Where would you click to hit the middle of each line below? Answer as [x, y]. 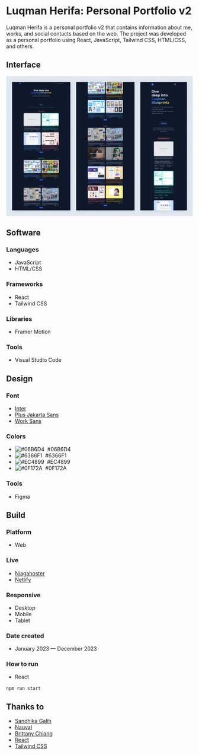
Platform [19, 532]
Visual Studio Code [38, 360]
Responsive [23, 595]
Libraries [19, 318]
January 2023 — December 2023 [56, 649]
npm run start [24, 689]
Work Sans [28, 421]
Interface [23, 65]
